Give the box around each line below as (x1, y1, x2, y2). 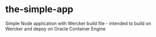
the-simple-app (5, 4, 73, 15)
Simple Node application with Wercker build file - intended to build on (5, 20, 151, 26)
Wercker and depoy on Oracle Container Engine (5, 25, 106, 31)
